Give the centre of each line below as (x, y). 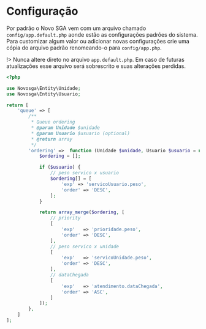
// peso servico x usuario (85, 173)
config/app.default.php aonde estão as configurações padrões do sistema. (102, 34)
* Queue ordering (53, 122)
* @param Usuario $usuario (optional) (81, 133)
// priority (65, 218)
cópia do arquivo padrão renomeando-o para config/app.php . (84, 48)
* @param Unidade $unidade (65, 128)
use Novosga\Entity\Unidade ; (44, 88)
